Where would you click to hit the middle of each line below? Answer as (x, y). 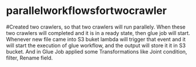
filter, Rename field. (30, 58)
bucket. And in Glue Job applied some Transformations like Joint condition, (97, 51)
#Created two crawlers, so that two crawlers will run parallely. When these (96, 27)
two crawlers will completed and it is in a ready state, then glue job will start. (98, 33)
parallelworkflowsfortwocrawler (86, 11)
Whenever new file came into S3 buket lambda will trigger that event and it (96, 39)
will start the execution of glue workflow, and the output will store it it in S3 (96, 45)
